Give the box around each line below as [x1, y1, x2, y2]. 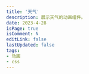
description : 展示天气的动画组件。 [6, 14, 85, 20]
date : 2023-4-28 [6, 20, 47, 26]
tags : [6, 48, 20, 54]
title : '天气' [6, 8, 40, 15]
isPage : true [6, 25, 39, 32]
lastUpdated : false [6, 42, 55, 48]
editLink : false [6, 36, 47, 42]
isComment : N [6, 31, 39, 37]
